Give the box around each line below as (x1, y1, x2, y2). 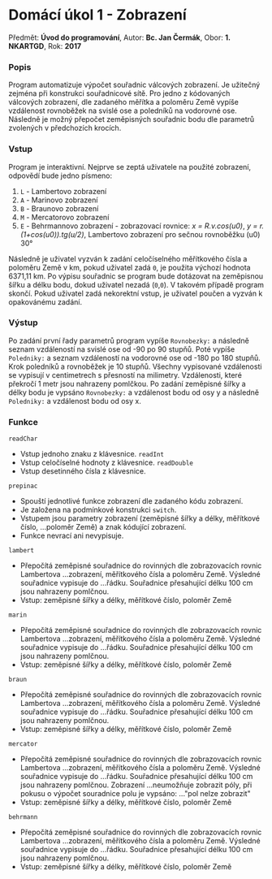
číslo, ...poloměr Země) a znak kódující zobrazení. (19, 522, 187, 532)
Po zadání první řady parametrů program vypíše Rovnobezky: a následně (8, 336, 249, 345)
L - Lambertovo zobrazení (19, 186, 107, 196)
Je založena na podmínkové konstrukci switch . (19, 505, 177, 515)
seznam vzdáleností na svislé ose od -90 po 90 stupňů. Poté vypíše (8, 344, 235, 354)
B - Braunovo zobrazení (19, 203, 99, 213)
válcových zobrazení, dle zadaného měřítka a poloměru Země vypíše (8, 97, 240, 107)
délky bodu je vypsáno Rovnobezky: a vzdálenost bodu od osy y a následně (8, 388, 260, 397)
